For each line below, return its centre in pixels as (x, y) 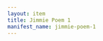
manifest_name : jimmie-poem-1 (52, 26)
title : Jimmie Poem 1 (39, 20)
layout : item (26, 14)
